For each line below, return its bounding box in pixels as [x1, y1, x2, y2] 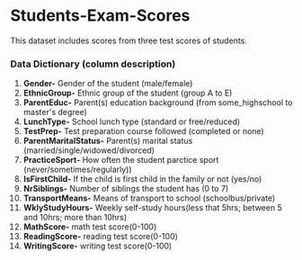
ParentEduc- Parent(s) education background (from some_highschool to [22, 97, 293, 108]
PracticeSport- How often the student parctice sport [22, 155, 219, 166]
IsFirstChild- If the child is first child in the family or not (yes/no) [22, 174, 262, 184]
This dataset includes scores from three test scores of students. [10, 35, 248, 46]
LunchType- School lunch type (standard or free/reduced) [22, 116, 241, 127]
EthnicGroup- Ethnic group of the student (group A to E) [22, 87, 233, 99]
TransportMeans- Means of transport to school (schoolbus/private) [22, 193, 276, 203]
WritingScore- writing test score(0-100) [22, 240, 173, 252]
